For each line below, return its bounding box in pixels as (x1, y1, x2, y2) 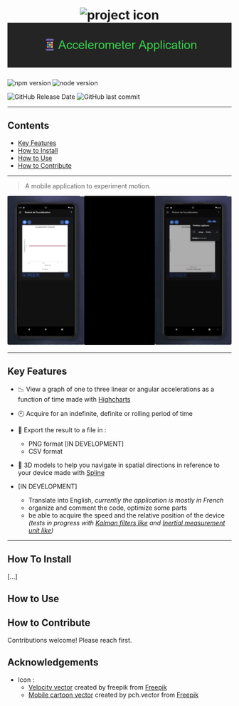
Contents (7, 119, 50, 132)
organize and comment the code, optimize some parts (28, 503, 187, 512)
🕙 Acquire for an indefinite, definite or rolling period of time (17, 409, 193, 417)
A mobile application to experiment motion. (24, 181, 152, 190)
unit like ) (28, 526, 54, 535)
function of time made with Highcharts (17, 395, 131, 403)
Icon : (17, 675, 35, 684)
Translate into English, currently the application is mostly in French (28, 496, 224, 504)
